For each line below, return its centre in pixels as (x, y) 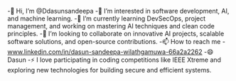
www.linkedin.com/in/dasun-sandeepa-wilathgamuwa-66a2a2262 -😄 (111, 52)
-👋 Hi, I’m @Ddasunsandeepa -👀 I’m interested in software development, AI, (118, 11)
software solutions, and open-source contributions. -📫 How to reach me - (117, 42)
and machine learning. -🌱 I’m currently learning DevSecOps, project (107, 18)
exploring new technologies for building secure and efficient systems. (109, 70)
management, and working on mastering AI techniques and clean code (111, 26)
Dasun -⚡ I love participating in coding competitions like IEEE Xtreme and (114, 60)
